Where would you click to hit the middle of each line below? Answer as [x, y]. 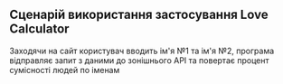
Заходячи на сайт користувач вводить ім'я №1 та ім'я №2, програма [142, 51]
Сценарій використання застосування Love [139, 15]
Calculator [39, 29]
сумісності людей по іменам [65, 70]
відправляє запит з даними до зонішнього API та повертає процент [139, 60]
